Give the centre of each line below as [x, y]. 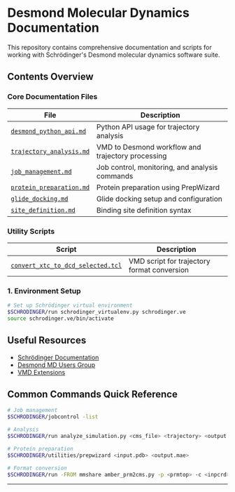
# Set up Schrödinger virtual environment [70, 306]
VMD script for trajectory [169, 261]
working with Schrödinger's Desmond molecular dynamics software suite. [114, 55]
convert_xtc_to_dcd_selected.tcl [66, 265]
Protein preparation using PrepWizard [158, 187]
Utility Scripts [31, 231]
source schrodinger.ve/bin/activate [60, 318]
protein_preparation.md [50, 187]
